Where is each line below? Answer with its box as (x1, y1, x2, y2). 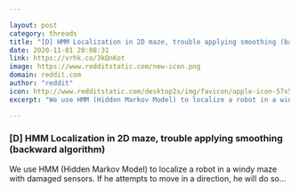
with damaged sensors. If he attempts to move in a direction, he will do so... (9, 173, 287, 183)
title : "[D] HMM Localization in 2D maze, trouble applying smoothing (9, 37, 277, 46)
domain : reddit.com (9, 70, 82, 80)
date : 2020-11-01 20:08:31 (9, 45, 109, 54)
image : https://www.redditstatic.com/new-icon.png (9, 62, 201, 71)
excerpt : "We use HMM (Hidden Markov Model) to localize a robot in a (9, 95, 277, 104)
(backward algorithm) (9, 143, 106, 156)
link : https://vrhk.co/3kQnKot (9, 54, 125, 63)
